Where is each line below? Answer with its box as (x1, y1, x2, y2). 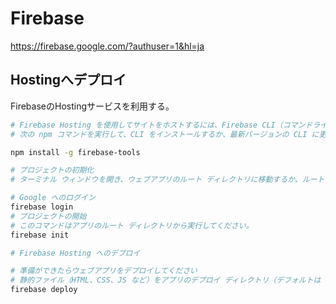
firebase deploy (10, 285, 78, 295)
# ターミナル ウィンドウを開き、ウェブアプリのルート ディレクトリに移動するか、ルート (10, 175, 325, 185)
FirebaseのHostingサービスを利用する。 (10, 100, 175, 112)
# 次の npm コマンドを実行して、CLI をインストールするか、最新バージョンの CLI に (10, 129, 320, 139)
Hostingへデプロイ (10, 72, 127, 89)
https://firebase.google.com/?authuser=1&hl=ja (10, 40, 205, 52)
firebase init (10, 230, 70, 240)
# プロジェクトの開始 (10, 211, 87, 221)
